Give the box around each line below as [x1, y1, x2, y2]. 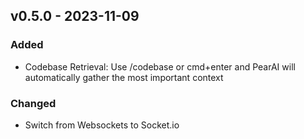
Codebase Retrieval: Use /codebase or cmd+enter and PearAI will [24, 60, 296, 73]
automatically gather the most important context [24, 71, 224, 83]
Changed [10, 96, 57, 110]
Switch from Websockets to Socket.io [24, 119, 180, 131]
